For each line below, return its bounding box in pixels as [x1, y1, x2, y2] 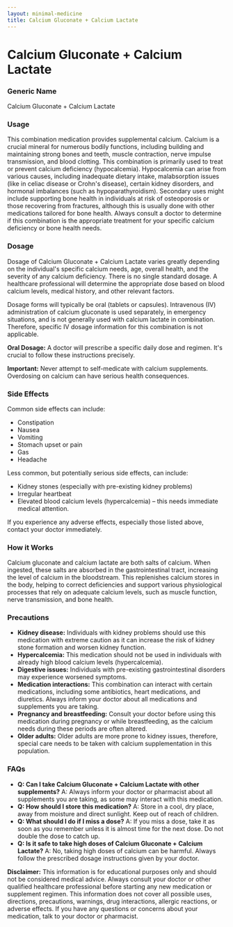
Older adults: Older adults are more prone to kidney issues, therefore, [17, 732, 218, 740]
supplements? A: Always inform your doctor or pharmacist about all [17, 787, 214, 795]
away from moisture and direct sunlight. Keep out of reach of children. [17, 809, 219, 818]
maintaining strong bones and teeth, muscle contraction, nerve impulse [7, 150, 211, 159]
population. [17, 747, 50, 755]
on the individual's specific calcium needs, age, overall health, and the [7, 264, 209, 273]
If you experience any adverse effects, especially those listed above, [7, 518, 204, 526]
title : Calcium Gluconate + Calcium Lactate [7, 17, 138, 24]
